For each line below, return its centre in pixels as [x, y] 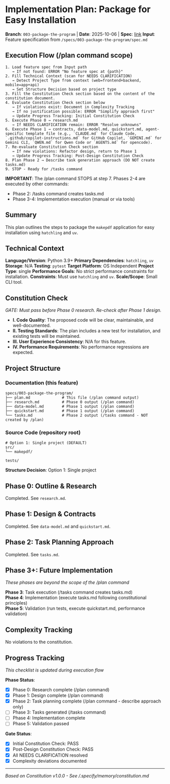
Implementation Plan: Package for [78, 9]
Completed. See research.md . [36, 498]
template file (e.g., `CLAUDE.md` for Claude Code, [81, 133]
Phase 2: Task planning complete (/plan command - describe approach [87, 701]
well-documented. [32, 326]
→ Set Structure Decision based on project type [64, 89]
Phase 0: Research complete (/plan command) [61, 690]
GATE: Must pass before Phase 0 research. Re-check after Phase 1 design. [83, 310]
